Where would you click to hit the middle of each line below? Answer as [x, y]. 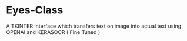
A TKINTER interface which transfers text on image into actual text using [94, 26]
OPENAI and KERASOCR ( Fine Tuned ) [53, 32]
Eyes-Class [35, 10]
